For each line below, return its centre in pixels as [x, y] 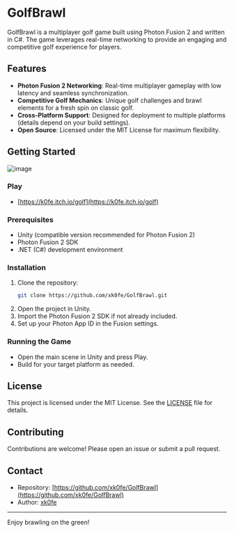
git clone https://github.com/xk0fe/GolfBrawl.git [92, 296]
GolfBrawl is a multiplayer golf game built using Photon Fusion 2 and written [116, 32]
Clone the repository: [48, 283]
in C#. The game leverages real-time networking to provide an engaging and [117, 39]
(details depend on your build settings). [74, 122]
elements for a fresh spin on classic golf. [76, 108]
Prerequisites [30, 219]
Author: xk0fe [37, 502]
